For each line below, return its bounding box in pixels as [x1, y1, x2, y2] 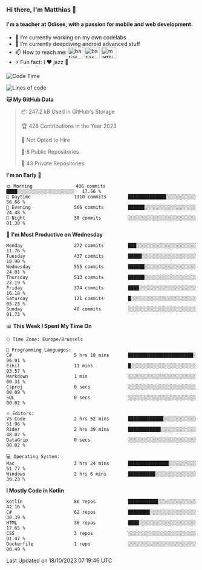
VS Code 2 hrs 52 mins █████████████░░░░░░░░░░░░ [6, 416, 197, 422]
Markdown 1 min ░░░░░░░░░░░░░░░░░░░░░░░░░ [6, 373, 197, 380]
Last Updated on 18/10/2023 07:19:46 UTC [6, 557, 112, 565]
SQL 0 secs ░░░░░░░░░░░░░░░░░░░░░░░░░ [6, 395, 197, 401]
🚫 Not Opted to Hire [21, 136, 71, 144]
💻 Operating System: [6, 454, 60, 460]
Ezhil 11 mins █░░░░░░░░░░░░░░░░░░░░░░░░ [6, 363, 197, 369]
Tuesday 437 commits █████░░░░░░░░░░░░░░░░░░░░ [6, 254, 197, 260]
